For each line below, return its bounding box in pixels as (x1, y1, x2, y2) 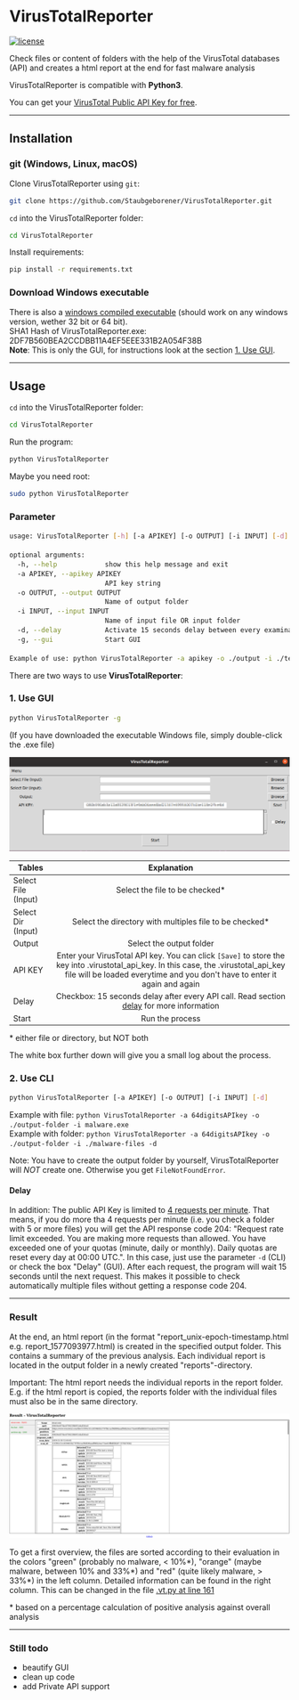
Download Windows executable (9, 287, 149, 299)
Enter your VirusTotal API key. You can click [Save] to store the (56, 950, 286, 961)
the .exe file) (9, 739, 55, 750)
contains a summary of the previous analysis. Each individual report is (9, 1350, 266, 1361)
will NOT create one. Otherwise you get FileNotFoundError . (9, 1165, 226, 1175)
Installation (9, 131, 73, 146)
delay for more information (122, 1000, 220, 1012)
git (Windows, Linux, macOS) (9, 158, 138, 170)
